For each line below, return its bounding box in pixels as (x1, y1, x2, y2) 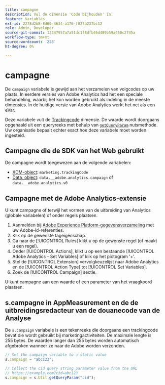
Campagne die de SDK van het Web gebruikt (5, 146, 144, 155)
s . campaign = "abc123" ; (5, 357, 54, 362)
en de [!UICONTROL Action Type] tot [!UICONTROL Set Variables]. (12, 264, 147, 270)
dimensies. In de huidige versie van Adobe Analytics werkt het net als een (5, 102, 155, 108)
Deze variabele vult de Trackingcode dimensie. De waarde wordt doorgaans (5, 117, 160, 123)
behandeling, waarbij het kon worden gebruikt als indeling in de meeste (5, 96, 150, 102)
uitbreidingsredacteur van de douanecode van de (5, 306, 160, 314)
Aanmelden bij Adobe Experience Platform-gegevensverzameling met (12, 222, 154, 228)
